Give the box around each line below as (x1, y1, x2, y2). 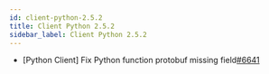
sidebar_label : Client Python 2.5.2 (9, 30, 147, 39)
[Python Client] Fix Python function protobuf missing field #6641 (22, 55, 260, 66)
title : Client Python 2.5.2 (9, 22, 116, 31)
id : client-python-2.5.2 (9, 13, 103, 23)
